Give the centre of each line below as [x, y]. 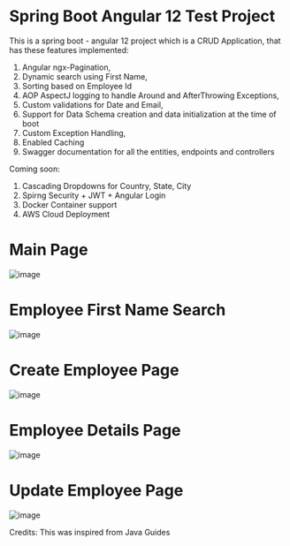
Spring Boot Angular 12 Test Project [142, 16]
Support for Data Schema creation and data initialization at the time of [149, 114]
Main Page [49, 250]
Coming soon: [34, 169]
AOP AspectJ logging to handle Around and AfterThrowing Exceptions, [151, 95]
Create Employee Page [94, 370]
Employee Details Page [95, 430]
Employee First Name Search [118, 310]
